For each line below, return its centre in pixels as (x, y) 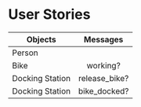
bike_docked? (103, 90)
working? (104, 65)
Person (25, 53)
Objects (41, 39)
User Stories (49, 15)
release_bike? (103, 78)
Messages (103, 39)
